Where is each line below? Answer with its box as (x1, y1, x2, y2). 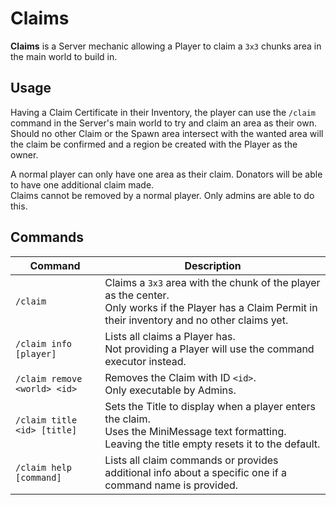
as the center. (104, 288, 170, 302)
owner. (10, 148, 39, 161)
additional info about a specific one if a (104, 465, 287, 479)
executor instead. (104, 354, 187, 368)
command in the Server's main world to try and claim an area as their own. (10, 117, 317, 129)
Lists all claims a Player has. (104, 329, 236, 343)
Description (184, 258, 242, 272)
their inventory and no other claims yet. (104, 313, 289, 327)
